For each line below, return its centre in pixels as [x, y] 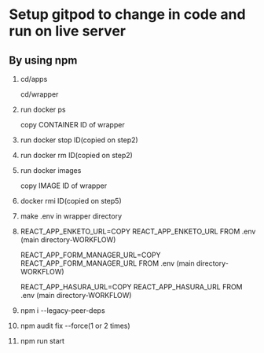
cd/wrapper [39, 94]
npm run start [42, 341]
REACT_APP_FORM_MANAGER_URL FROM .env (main [107, 263]
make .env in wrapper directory [71, 216]
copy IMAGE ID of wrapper [64, 186]
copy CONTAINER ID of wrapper [72, 125]
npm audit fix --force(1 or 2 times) [75, 325]
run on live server [68, 31]
